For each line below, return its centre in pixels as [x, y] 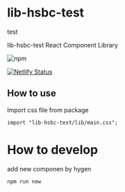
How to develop [53, 150]
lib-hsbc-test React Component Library [62, 45]
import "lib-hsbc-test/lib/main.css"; [62, 122]
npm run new [24, 181]
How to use [32, 93]
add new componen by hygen [49, 169]
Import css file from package [48, 110]
